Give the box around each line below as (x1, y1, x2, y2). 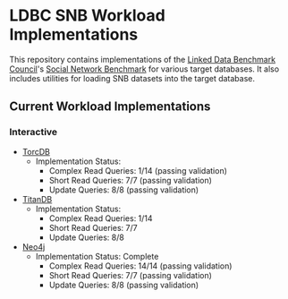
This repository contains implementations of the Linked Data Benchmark (9, 54, 275, 64)
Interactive (9, 126, 58, 139)
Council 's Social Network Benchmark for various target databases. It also (9, 64, 280, 74)
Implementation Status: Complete (35, 251, 159, 261)
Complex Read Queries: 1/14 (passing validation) (48, 165, 228, 175)
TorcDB (21, 146, 51, 157)
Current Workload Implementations (9, 99, 211, 115)
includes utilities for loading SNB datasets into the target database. (9, 73, 255, 83)
